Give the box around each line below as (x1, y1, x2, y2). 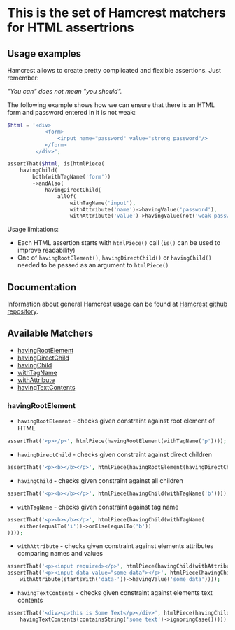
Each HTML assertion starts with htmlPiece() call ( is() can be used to (17, 239, 221, 247)
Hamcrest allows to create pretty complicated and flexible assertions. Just (7, 66, 222, 74)
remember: (7, 73, 39, 82)
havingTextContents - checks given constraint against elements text (17, 589, 213, 597)
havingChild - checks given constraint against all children (17, 476, 183, 484)
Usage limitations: (7, 225, 59, 234)
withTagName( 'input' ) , (69, 199, 136, 206)
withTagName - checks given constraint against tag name (17, 503, 179, 511)
